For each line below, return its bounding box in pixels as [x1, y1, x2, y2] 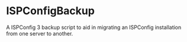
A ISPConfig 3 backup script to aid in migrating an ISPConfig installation [6, 24, 182, 31]
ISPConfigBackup [6, 4, 95, 18]
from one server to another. [6, 30, 73, 37]
